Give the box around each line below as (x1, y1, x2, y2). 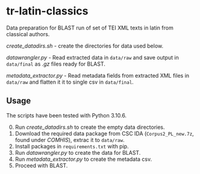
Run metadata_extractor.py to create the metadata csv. (14, 155, 152, 163)
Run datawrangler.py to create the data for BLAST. (14, 149, 141, 156)
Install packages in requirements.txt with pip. (14, 143, 129, 150)
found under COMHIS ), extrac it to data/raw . (14, 136, 125, 143)
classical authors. (6, 30, 50, 37)
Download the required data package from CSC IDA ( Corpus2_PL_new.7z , (14, 129, 194, 137)
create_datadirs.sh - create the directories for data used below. (6, 42, 164, 49)
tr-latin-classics (6, 4, 89, 18)
